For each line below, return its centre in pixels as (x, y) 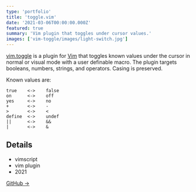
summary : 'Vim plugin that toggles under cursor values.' (79, 34)
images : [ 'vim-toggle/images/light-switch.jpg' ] (67, 39)
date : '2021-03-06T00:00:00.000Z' (49, 22)
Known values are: (29, 80)
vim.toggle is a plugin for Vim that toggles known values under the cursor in (98, 56)
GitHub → (18, 183)
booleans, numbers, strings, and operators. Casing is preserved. (84, 68)
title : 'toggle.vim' (32, 17)
